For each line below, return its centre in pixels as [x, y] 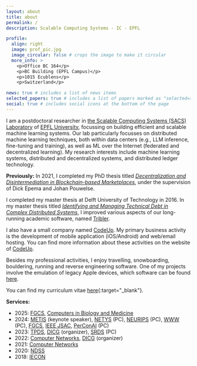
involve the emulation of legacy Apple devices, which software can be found [98, 272]
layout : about [23, 11]
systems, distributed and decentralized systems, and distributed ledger [92, 158]
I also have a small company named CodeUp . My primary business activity [96, 229]
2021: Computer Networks [46, 344]
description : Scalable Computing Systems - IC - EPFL [73, 28]
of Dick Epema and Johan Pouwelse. [50, 188]
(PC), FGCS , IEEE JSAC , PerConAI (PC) [62, 325]
